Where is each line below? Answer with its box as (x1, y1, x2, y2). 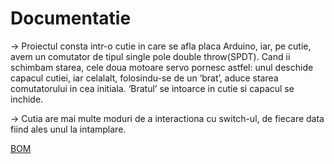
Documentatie (10, 7, 132, 30)
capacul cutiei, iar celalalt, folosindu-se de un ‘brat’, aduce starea (10, 72, 279, 84)
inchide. (10, 93, 44, 105)
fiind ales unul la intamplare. (10, 123, 127, 135)
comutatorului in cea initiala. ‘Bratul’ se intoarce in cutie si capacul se (10, 82, 295, 94)
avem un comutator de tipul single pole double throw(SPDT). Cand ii (10, 50, 291, 62)
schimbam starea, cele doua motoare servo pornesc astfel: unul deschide (10, 61, 314, 73)
